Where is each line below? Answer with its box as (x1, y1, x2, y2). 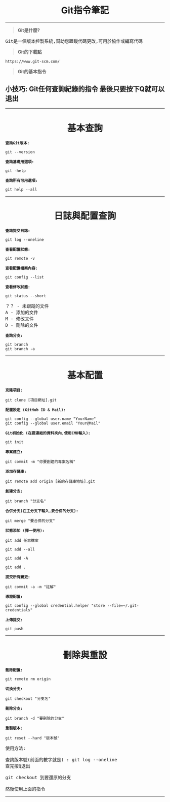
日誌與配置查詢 (54, 210, 116, 222)
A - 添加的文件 (5, 310, 38, 315)
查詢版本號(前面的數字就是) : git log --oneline (5, 757, 117, 762)
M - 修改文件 (5, 316, 34, 322)
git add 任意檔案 (5, 538, 39, 543)
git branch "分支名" (5, 499, 47, 504)
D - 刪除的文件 (5, 322, 38, 328)
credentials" (5, 607, 33, 612)
